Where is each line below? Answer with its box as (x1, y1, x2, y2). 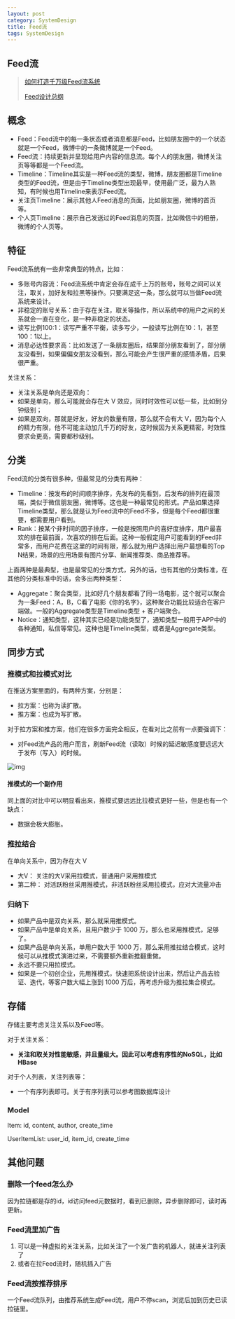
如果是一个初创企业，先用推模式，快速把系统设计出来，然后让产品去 (17, 969, 214, 977)
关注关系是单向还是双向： (17, 388, 92, 396)
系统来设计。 (17, 297, 55, 305)
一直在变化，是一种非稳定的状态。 (36, 315, 134, 323)
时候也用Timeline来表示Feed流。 (36, 187, 131, 195)
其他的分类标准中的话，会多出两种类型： (7, 574, 124, 582)
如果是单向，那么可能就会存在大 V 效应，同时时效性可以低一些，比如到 (17, 396, 222, 405)
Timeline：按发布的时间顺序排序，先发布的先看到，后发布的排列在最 (17, 489, 214, 497)
